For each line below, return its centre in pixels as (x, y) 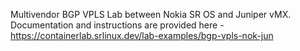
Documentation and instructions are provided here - (117, 25)
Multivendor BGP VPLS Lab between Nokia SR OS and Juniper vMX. (151, 14)
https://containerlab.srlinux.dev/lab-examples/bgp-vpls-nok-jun (142, 35)
